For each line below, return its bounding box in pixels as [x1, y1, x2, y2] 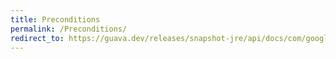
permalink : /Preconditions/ [10, 24, 128, 34]
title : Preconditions [10, 14, 101, 25]
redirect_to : [10, 33, 65, 43]
